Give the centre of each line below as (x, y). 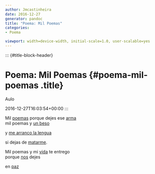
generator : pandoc (24, 19)
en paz (12, 166)
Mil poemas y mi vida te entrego (38, 151)
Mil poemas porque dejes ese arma (41, 118)
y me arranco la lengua (28, 132)
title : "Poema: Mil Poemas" (34, 23)
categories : (17, 28)
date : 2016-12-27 (23, 14)
